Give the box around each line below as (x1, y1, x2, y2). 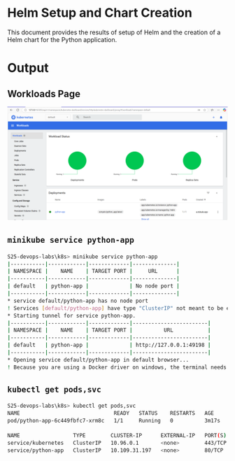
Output (7, 60, 49, 76)
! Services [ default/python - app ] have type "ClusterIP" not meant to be (7, 304, 224, 312)
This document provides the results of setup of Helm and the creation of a (7, 28, 221, 36)
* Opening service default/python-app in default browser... (7, 356, 190, 363)
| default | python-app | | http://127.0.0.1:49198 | (7, 341, 211, 349)
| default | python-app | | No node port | (7, 283, 180, 290)
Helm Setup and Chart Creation (7, 5, 192, 21)
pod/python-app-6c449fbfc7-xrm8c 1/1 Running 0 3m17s (7, 418, 220, 425)
